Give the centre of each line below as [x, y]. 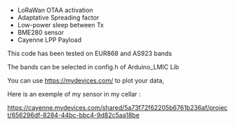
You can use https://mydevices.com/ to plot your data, [86, 80]
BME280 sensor [41, 32]
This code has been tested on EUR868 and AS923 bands [90, 53]
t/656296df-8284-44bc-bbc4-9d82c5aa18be [74, 115]
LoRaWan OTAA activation [55, 10]
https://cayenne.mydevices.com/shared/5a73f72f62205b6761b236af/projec [117, 107]
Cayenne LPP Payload [49, 40]
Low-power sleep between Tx [60, 25]
